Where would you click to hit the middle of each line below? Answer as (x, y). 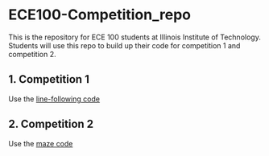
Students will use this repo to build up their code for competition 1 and (124, 45)
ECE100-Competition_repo (100, 15)
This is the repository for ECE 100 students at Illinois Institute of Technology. (135, 37)
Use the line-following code (54, 99)
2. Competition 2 (51, 124)
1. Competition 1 (49, 79)
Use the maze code (41, 143)
